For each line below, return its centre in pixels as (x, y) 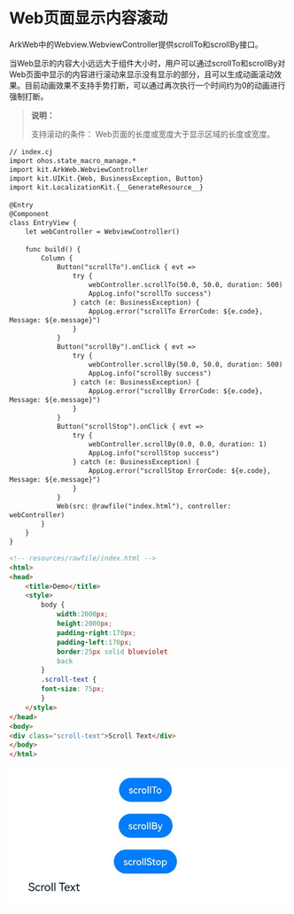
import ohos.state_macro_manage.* (73, 160)
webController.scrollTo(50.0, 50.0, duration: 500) (186, 284)
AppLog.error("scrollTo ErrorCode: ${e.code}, (176, 311)
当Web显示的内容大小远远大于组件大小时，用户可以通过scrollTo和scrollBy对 (147, 63)
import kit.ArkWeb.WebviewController (79, 169)
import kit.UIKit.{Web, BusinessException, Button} (106, 178)
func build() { (53, 249)
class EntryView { (43, 222)
